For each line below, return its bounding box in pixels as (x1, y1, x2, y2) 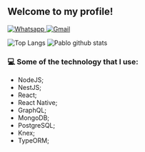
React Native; (17, 98, 58, 107)
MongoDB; (17, 113, 50, 122)
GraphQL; (17, 106, 47, 115)
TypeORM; (17, 136, 50, 145)
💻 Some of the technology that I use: (7, 56, 139, 66)
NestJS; (17, 83, 41, 92)
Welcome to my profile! (7, 6, 114, 18)
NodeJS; (17, 76, 44, 84)
